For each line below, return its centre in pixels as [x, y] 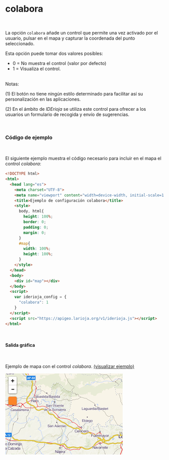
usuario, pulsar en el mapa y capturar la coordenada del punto [70, 38]
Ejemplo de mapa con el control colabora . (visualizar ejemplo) [70, 366]
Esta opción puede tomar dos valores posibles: [54, 53]
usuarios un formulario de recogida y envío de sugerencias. [67, 114]
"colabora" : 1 [34, 302]
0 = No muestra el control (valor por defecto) [59, 63]
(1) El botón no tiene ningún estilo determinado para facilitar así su [74, 94]
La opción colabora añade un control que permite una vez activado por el [82, 33]
